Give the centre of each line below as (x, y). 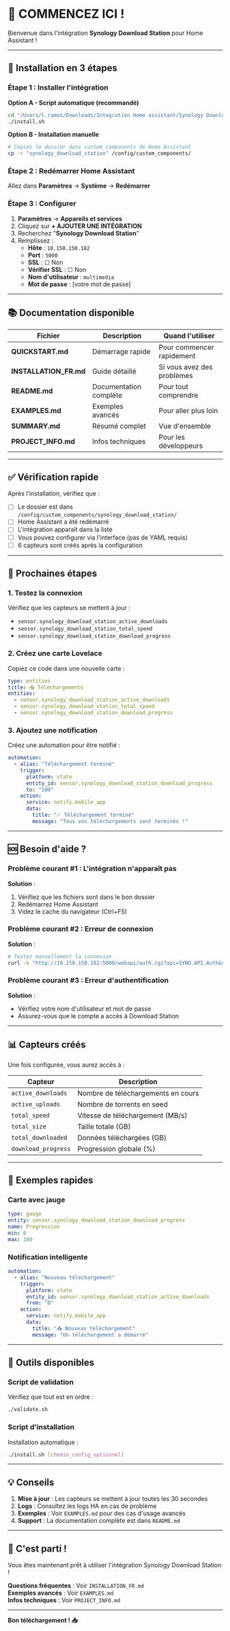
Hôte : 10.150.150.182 (59, 248)
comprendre (178, 395)
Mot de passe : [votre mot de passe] (80, 284)
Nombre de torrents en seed (123, 1104)
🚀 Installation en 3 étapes (63, 68)
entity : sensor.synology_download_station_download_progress (97, 1221)
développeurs (181, 446)
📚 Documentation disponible (71, 313)
